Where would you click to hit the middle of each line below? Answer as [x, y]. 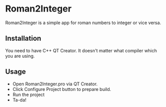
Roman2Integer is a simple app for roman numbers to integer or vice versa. [83, 23]
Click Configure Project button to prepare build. [62, 89]
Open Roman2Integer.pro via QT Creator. [55, 84]
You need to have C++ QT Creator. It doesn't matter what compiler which [81, 50]
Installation [23, 38]
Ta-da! [19, 100]
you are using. [20, 56]
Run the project [29, 94]
